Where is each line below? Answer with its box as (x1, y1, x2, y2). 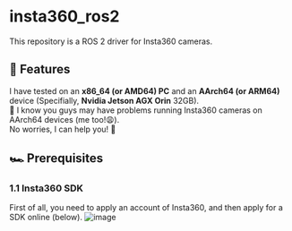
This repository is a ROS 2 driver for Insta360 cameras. (9, 36, 213, 47)
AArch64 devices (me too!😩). (9, 114, 120, 124)
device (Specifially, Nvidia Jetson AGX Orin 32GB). (9, 95, 200, 106)
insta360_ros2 (9, 6, 120, 27)
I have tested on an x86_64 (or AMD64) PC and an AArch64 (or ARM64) (9, 85, 280, 96)
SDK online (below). (9, 212, 83, 223)
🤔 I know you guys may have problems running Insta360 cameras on (9, 105, 262, 115)
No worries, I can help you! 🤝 (9, 124, 116, 134)
